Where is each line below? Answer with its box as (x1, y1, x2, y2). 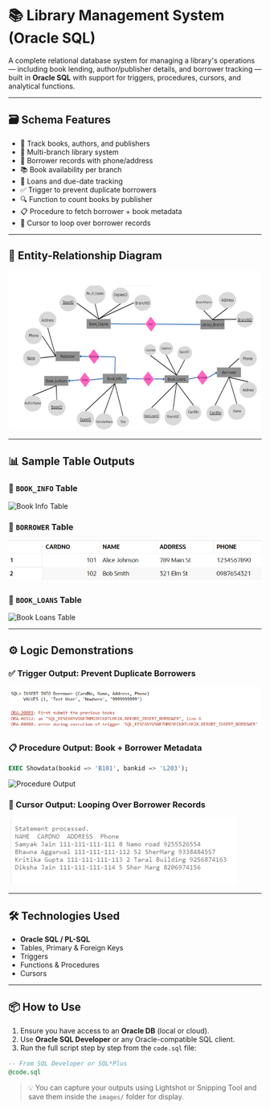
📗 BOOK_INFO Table (8, 483, 78, 494)
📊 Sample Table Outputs (8, 455, 135, 468)
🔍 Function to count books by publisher (19, 194, 153, 204)
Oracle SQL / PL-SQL (19, 934, 91, 944)
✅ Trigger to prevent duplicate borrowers (19, 184, 157, 194)
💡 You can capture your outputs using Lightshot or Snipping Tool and (27, 1082, 257, 1092)
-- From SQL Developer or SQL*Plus (8, 1059, 128, 1067)
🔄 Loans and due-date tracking (19, 176, 123, 186)
